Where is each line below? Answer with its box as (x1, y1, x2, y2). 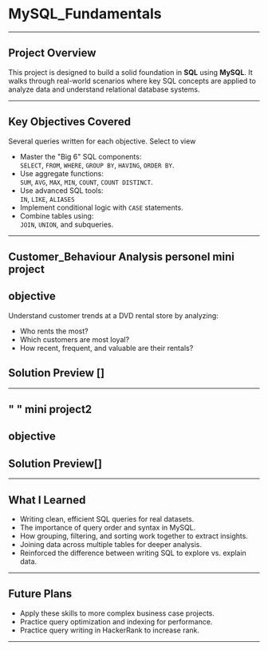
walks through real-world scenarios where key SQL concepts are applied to (8, 76, 257, 85)
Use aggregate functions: (19, 168, 104, 178)
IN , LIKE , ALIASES (19, 194, 75, 203)
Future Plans (8, 587, 73, 601)
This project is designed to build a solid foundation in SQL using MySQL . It (8, 67, 253, 77)
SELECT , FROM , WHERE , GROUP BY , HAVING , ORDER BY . (19, 160, 175, 170)
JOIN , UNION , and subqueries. (19, 219, 114, 229)
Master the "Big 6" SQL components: (19, 152, 142, 161)
